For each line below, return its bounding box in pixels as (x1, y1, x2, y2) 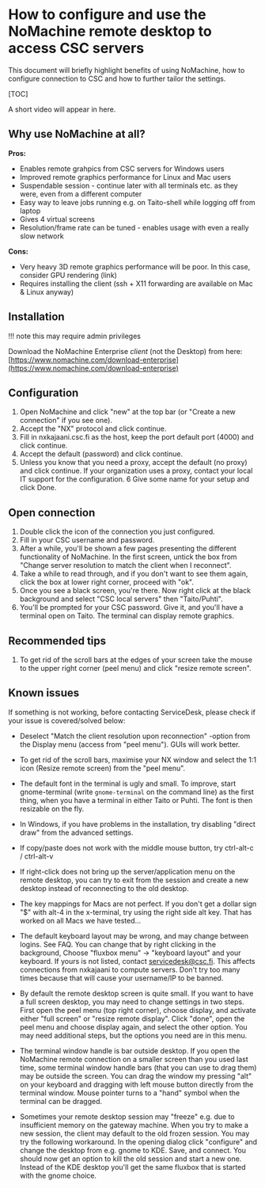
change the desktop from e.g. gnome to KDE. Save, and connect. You (19, 1145, 247, 1155)
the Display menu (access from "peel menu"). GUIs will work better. (19, 739, 240, 749)
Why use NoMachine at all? (8, 128, 146, 141)
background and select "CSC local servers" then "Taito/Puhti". (19, 594, 223, 604)
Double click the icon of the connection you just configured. (19, 527, 215, 536)
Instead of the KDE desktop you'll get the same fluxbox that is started (19, 1162, 247, 1171)
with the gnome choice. (19, 1171, 97, 1180)
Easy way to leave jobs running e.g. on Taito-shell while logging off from (19, 197, 256, 207)
